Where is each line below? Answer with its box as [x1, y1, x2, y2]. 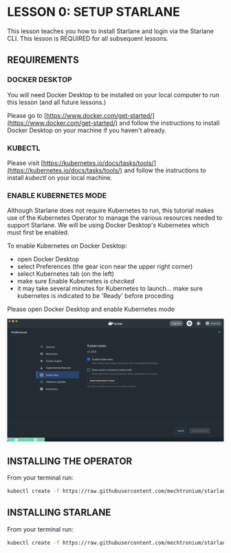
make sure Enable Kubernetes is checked [16, 277, 135, 285]
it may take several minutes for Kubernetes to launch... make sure [16, 284, 203, 293]
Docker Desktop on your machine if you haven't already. [7, 125, 166, 134]
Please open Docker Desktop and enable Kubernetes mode [7, 305, 175, 314]
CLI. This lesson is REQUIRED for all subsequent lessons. [7, 34, 168, 42]
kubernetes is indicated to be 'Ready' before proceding [16, 292, 174, 300]
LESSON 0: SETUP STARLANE [7, 4, 180, 20]
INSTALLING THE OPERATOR [7, 455, 133, 467]
